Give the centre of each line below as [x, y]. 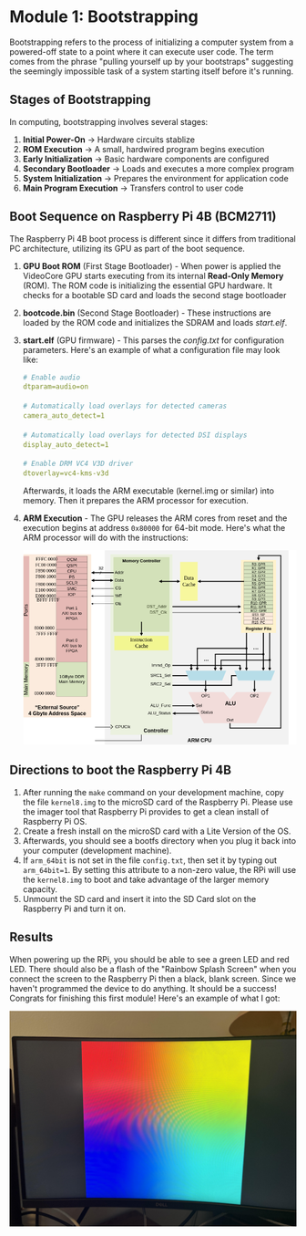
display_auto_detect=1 [66, 444]
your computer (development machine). [97, 850]
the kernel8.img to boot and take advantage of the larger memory [146, 879]
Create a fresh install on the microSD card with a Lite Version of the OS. [157, 831]
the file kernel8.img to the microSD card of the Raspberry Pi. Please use [158, 802]
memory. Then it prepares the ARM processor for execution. [135, 501]
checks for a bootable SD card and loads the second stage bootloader [154, 295]
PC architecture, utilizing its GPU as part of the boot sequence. [127, 248]
